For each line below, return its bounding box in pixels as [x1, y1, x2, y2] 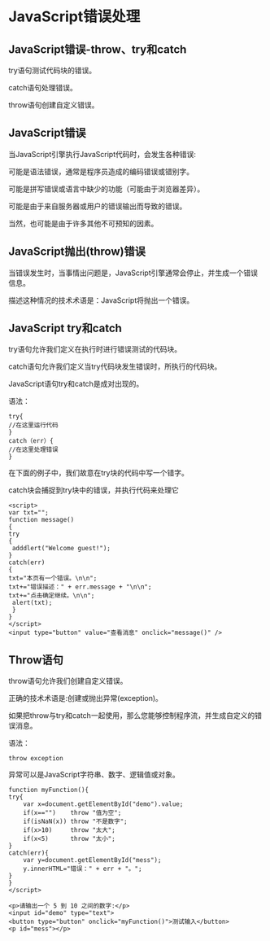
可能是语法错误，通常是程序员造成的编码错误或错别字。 [8, 166, 194, 176]
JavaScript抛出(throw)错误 [8, 245, 146, 259]
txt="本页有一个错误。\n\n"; [8, 575, 98, 583]
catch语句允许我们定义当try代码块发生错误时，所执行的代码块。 [8, 361, 222, 371]
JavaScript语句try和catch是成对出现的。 [8, 379, 144, 389]
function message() [8, 516, 75, 524]
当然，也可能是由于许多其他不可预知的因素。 [8, 218, 159, 228]
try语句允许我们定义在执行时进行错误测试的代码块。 [8, 344, 181, 354]
